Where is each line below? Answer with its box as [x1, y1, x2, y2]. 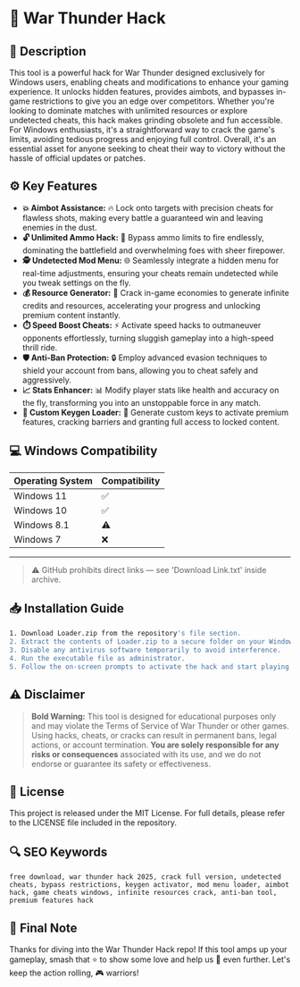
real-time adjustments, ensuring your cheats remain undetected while [21, 267, 279, 278]
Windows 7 [13, 533, 62, 545]
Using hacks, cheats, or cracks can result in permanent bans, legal [30, 730, 277, 740]
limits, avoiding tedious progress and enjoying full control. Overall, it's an [9, 134, 277, 144]
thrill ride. [21, 342, 58, 352]
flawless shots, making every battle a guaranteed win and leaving [21, 212, 263, 223]
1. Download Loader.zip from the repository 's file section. [9, 629, 242, 638]
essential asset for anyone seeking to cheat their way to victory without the [9, 143, 286, 154]
